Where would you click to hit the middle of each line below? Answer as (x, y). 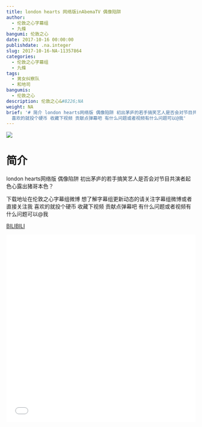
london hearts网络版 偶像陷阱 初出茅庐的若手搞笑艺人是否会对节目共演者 (96, 179)
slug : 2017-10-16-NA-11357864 (44, 51)
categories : (21, 57)
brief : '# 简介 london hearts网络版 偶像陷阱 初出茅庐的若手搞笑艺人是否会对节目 (99, 112)
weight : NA (20, 107)
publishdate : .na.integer (38, 46)
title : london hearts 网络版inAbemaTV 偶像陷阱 (64, 12)
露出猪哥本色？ (35, 186)
